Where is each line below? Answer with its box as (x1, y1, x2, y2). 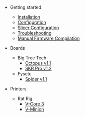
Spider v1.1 (25, 76, 47, 82)
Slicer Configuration (17, 25, 59, 31)
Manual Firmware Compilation (17, 35, 80, 41)
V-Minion (25, 106, 44, 112)
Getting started (10, 5, 42, 10)
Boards (10, 45, 25, 51)
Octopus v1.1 (25, 60, 51, 66)
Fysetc (17, 71, 32, 77)
